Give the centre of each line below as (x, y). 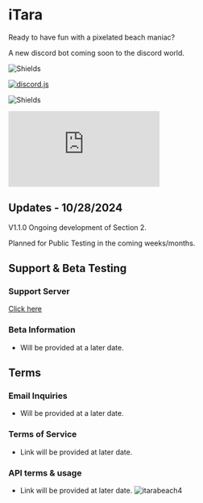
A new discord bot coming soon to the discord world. (97, 52)
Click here (25, 309)
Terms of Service (43, 434)
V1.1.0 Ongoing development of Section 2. (78, 227)
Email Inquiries (38, 396)
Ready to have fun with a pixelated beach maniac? (92, 37)
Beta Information (42, 330)
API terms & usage (45, 472)
